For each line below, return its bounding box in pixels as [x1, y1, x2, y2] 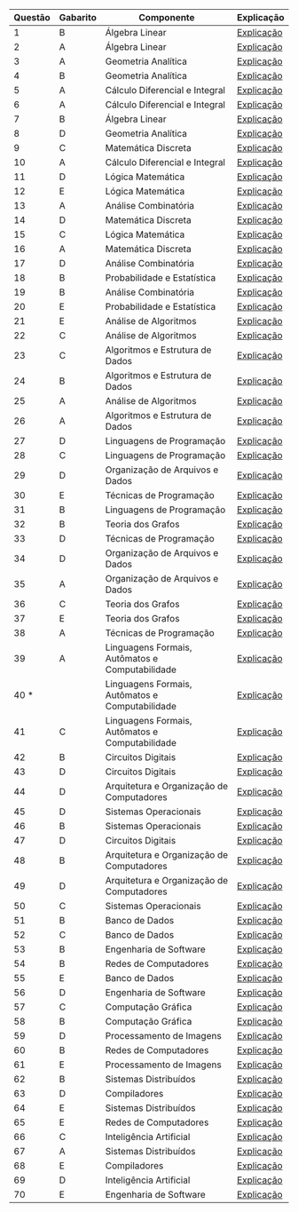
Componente [138, 12, 195, 23]
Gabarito [59, 12, 98, 23]
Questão [13, 12, 51, 23]
